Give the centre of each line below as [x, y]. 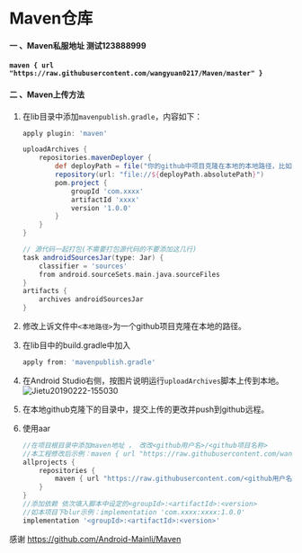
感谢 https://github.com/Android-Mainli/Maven [95, 539]
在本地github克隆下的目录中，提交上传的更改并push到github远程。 [146, 409]
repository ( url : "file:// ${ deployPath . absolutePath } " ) [160, 175]
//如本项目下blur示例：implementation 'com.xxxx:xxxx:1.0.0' [133, 512]
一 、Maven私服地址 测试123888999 [78, 45]
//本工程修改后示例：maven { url [79, 454]
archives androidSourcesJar [91, 299]
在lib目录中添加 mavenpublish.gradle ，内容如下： [112, 116]
